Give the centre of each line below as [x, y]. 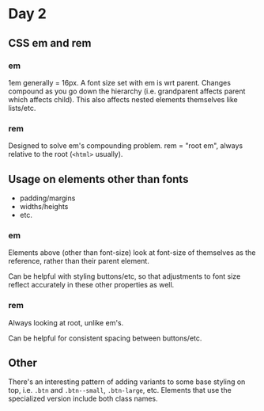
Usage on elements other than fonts [98, 179]
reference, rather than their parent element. [79, 261]
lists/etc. [22, 108]
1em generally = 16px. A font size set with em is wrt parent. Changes [120, 82]
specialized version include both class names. [83, 399]
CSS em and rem [50, 43]
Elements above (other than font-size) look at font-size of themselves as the [132, 253]
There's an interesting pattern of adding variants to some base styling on [127, 382]
